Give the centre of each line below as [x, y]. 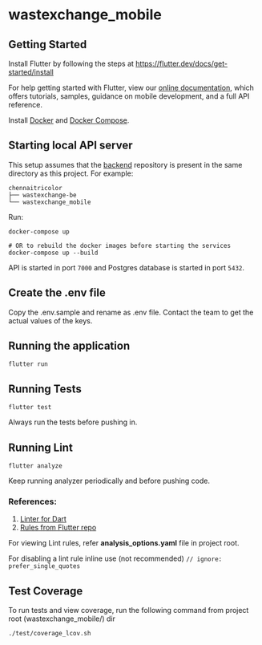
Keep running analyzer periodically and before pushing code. [109, 481]
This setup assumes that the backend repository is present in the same [125, 164]
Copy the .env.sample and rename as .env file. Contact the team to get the [131, 312]
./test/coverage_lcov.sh [50, 634]
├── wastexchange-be [43, 195]
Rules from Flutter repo [58, 528]
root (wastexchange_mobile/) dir [62, 619]
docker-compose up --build [53, 253]
